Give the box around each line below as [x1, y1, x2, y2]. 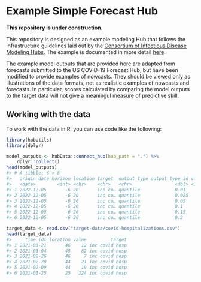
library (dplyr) [6, 142, 44, 148]
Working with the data [6, 109, 91, 119]
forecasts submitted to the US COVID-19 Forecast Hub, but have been [6, 66, 178, 73]
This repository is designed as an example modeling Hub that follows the [6, 35, 186, 43]
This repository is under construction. [6, 24, 103, 31]
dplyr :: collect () [17, 159, 60, 165]
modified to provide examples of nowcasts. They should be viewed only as [6, 73, 190, 80]
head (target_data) [6, 231, 52, 237]
